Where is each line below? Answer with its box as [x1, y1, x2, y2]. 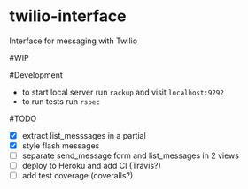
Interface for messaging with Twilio [9, 35, 138, 46]
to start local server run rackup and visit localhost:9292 [21, 87, 224, 97]
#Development [9, 69, 64, 80]
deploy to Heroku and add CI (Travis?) [21, 161, 161, 171]
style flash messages [21, 140, 100, 151]
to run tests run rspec [21, 95, 100, 107]
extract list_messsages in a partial [21, 130, 146, 140]
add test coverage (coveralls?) [21, 170, 134, 181]
